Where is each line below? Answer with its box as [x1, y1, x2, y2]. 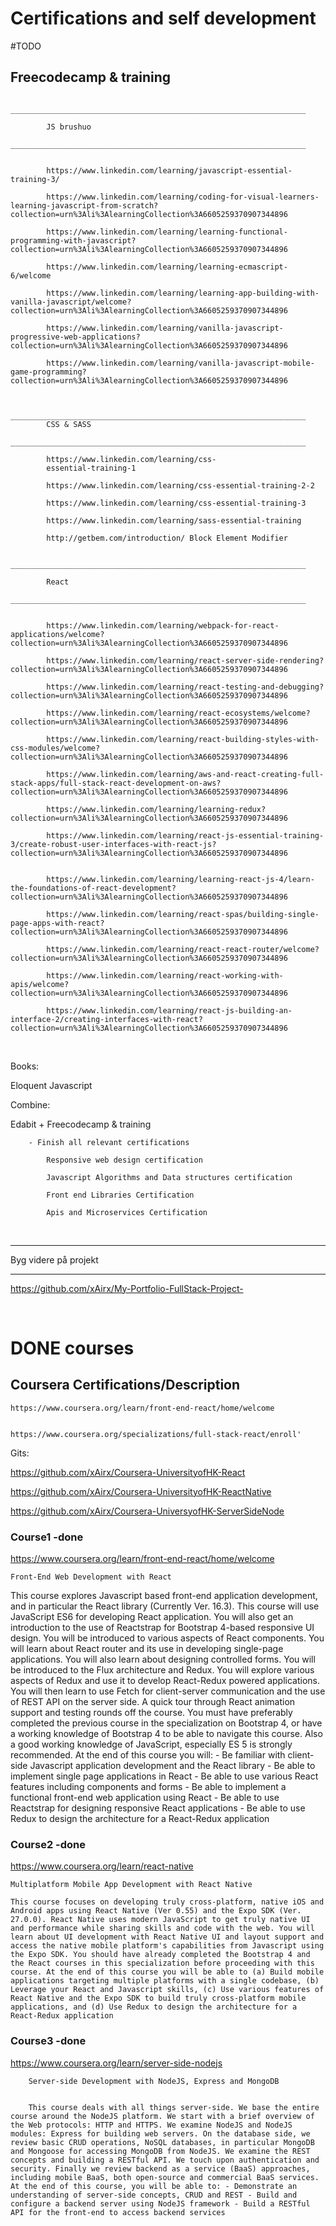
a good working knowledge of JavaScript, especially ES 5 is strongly [10, 1738, 293, 1751]
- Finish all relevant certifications [28, 1137, 190, 1147]
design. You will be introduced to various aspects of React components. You [10, 1632, 325, 1644]
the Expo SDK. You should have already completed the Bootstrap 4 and [10, 1950, 311, 1960]
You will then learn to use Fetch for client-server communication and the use [10, 1685, 326, 1697]
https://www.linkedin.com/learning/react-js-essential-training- [46, 830, 325, 841]
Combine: [10, 1098, 51, 1111]
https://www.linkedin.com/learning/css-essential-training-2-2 [46, 480, 315, 491]
